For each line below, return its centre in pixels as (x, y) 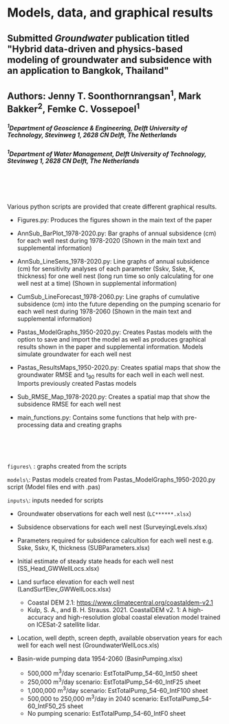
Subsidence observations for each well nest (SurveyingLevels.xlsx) (112, 527)
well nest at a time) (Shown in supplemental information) (97, 283)
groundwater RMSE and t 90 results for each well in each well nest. (111, 375)
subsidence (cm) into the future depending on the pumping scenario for (119, 304)
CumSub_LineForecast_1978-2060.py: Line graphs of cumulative (108, 296)
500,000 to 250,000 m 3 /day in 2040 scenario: (93, 698)
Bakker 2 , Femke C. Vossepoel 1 (74, 108)
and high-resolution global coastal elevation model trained (138, 617)
